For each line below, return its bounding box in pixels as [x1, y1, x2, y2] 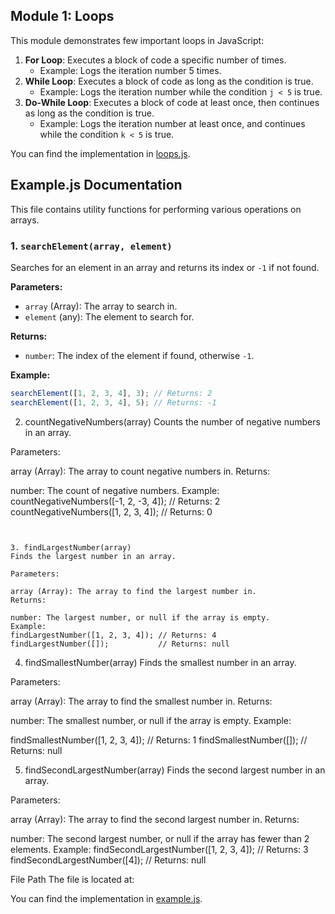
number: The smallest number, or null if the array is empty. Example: [10, 714, 292, 726]
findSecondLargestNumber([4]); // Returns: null [10, 854, 207, 866]
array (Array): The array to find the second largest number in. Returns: [10, 813, 300, 825]
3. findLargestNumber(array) [10, 542, 132, 553]
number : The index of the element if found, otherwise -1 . [24, 349, 255, 361]
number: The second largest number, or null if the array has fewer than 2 [10, 832, 310, 844]
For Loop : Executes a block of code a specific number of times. [24, 54, 287, 66]
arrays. [10, 214, 40, 226]
